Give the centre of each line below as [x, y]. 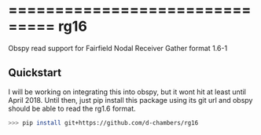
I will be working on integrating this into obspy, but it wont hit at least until [127, 92]
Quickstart [35, 73]
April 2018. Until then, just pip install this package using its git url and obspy [130, 100]
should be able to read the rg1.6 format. [72, 108]
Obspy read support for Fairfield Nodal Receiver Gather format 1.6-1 [118, 48]
